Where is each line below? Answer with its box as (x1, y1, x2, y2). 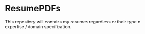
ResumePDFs (5, 3, 61, 14)
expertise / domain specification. (5, 23, 72, 29)
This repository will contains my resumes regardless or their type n (5, 19, 141, 24)
